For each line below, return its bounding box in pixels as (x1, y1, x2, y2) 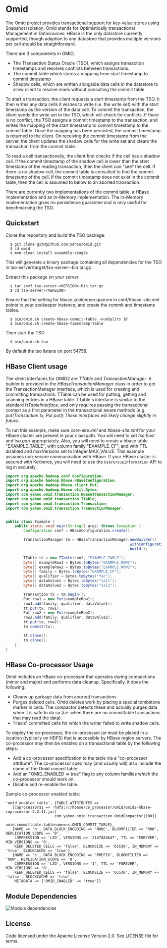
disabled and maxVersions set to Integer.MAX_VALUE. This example (5, 448, 144, 454)
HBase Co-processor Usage (5, 660, 94, 669)
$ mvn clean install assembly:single (10, 250, 88, 256)
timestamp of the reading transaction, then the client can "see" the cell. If (5, 163, 156, 169)
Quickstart (5, 219, 40, 227)
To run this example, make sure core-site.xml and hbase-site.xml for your (5, 427, 156, 433)
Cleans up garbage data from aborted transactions (12, 694, 117, 700)
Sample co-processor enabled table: (5, 791, 81, 797)
